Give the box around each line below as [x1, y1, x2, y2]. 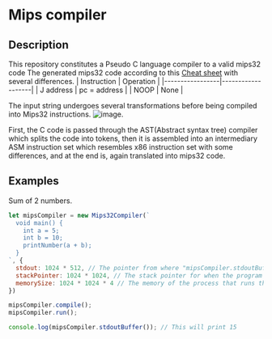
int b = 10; [23, 234, 63, 242]
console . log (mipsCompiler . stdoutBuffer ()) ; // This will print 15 [8, 324, 237, 332]
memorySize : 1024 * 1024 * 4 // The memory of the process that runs [15, 279, 255, 287]
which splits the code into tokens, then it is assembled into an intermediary [8, 133, 257, 143]
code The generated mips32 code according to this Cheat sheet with [8, 68, 239, 78]
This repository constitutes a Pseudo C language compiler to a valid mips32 [8, 59, 261, 69]
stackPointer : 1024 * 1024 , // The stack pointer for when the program [15, 271, 263, 280]
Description [8, 38, 69, 52]
